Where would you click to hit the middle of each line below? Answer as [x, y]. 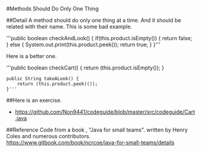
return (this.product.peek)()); [57, 84]
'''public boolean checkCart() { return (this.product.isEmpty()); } [85, 68]
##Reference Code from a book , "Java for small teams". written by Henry [97, 130]
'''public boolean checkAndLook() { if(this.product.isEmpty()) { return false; [99, 38]
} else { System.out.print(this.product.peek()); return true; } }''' [83, 45]
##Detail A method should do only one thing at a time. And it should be [94, 20]
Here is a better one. [31, 56]
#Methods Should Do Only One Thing [52, 9]
